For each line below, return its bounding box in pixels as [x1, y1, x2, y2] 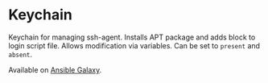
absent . [8, 49, 32, 59]
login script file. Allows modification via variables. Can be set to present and [8, 40, 260, 50]
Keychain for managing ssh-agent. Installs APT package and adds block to [8, 32, 256, 42]
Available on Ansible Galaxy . [8, 64, 102, 74]
